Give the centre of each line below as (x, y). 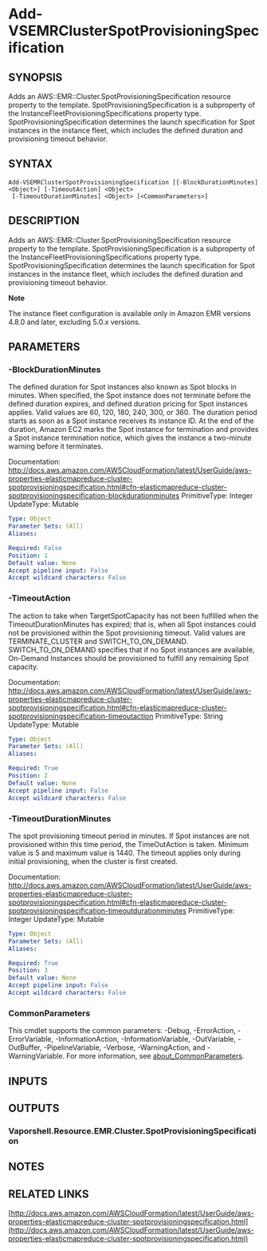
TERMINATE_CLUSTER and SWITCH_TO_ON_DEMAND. (98, 641)
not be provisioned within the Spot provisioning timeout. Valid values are (127, 632)
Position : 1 (28, 556)
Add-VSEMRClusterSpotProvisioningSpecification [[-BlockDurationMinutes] (133, 182)
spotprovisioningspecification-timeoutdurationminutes (98, 910)
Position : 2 (28, 776)
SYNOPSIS (35, 77)
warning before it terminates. (56, 446)
